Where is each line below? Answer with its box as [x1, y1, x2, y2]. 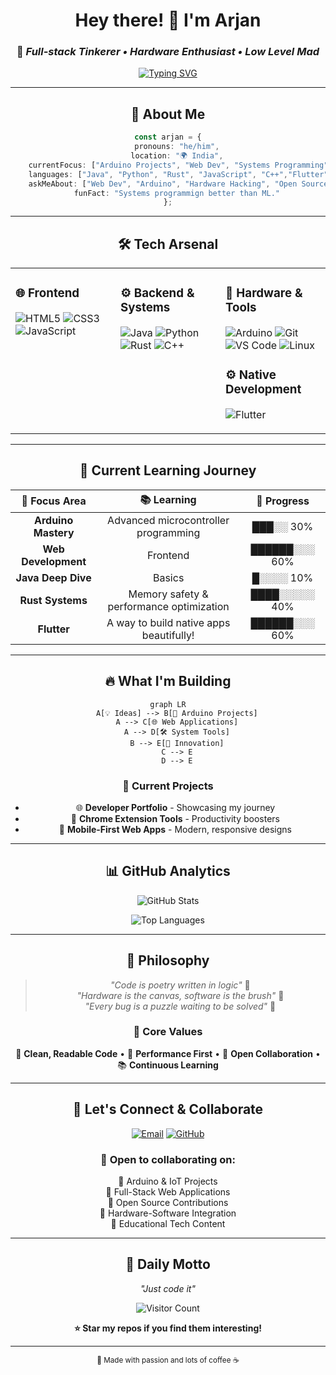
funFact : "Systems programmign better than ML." [73, 188, 280, 198]
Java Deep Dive [15, 570, 92, 584]
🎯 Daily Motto [125, 1256, 211, 1273]
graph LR [149, 699, 187, 709]
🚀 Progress [256, 494, 310, 508]
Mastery [33, 525, 75, 539]
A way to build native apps [106, 615, 231, 629]
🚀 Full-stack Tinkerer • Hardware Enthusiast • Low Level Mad [16, 45, 320, 59]
